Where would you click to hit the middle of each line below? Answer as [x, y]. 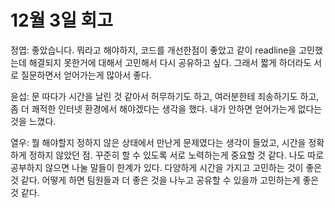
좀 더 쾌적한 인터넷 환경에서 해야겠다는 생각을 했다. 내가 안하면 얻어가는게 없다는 [166, 108]
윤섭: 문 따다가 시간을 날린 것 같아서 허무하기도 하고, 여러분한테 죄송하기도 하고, [165, 96]
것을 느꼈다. [33, 121]
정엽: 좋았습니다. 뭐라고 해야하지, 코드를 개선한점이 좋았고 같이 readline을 [153, 50]
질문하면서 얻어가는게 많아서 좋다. [86, 75]
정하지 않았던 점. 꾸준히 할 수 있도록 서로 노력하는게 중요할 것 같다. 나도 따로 [176, 155]
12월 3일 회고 [62, 20]
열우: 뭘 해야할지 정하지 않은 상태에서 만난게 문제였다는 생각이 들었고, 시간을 [158, 142]
